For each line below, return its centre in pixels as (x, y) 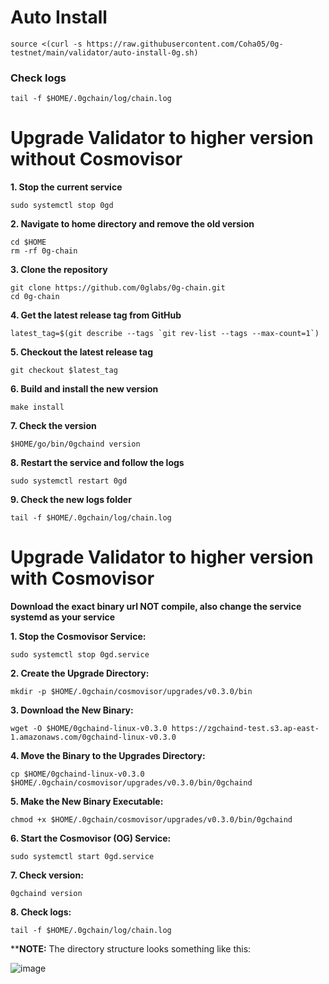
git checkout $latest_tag (64, 371)
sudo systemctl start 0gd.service (82, 857)
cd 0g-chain (35, 297)
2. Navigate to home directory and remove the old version (132, 224)
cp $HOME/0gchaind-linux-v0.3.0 (77, 774)
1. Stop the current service (66, 187)
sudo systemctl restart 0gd (69, 481)
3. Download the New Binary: (72, 710)
